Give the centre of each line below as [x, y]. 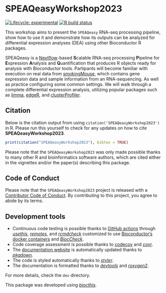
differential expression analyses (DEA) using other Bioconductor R [73, 42]
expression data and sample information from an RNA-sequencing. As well [82, 79]
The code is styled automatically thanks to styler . [63, 261]
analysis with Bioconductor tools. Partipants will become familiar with [76, 68]
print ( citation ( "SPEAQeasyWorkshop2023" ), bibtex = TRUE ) [67, 142]
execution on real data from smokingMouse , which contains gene [72, 73]
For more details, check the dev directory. [48, 276]
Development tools [35, 216]
